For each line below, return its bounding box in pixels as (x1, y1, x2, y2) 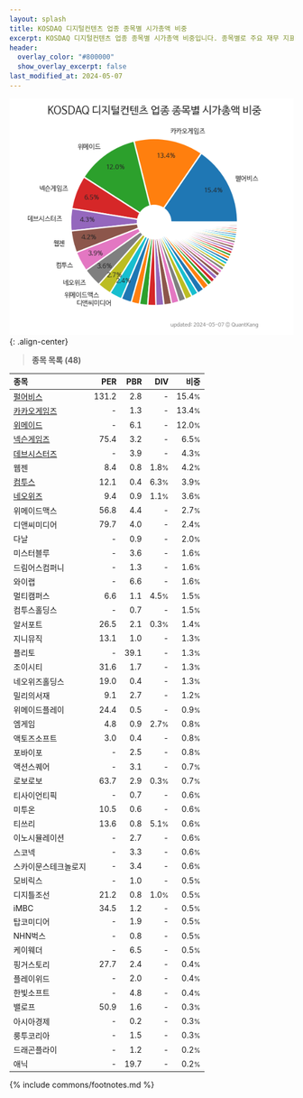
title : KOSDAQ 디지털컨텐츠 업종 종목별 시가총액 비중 (9, 23, 188, 33)
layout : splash (9, 14, 67, 23)
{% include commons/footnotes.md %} (9, 1079, 155, 1090)
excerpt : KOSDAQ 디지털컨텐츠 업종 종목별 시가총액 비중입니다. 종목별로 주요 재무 (9, 33, 280, 42)
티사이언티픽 (13, 789, 58, 800)
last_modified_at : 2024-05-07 (9, 72, 124, 81)
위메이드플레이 (13, 705, 65, 715)
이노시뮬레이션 (13, 833, 65, 844)
